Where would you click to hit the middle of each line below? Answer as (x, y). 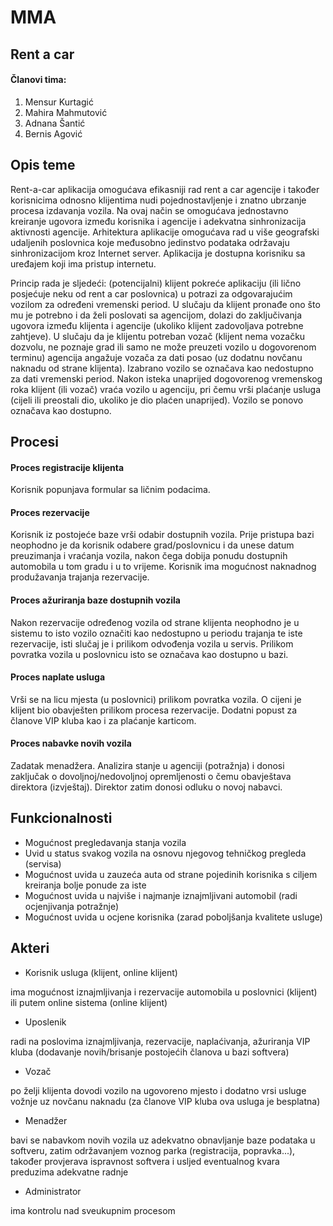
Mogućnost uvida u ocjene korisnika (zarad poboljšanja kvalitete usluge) (173, 917)
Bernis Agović (53, 133)
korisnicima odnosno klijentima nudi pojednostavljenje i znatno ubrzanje (158, 200)
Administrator (53, 1191)
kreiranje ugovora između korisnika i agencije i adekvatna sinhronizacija (158, 221)
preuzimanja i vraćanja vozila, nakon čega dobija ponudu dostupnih (149, 556)
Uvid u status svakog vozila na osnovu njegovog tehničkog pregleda (165, 853)
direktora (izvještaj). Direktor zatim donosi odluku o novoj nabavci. (146, 787)
